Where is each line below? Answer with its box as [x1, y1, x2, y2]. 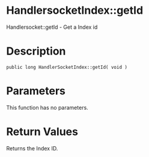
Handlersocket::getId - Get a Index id [6, 23, 98, 31]
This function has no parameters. [6, 104, 88, 111]
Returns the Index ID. [6, 144, 58, 152]
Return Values [6, 125, 78, 138]
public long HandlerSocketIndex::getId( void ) [6, 64, 128, 70]
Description [6, 44, 66, 58]
